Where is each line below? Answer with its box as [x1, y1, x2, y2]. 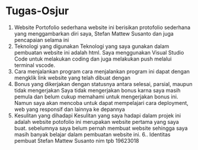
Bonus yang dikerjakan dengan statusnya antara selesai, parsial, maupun [14, 80, 193, 87]
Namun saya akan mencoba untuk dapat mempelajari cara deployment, [14, 99, 189, 106]
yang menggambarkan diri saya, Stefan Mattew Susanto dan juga [14, 30, 174, 37]
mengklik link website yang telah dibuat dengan [14, 74, 131, 81]
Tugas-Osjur [5, 4, 69, 18]
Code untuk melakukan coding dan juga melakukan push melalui [14, 55, 172, 62]
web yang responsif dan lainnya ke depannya [14, 106, 125, 113]
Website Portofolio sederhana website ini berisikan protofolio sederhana [14, 24, 191, 31]
